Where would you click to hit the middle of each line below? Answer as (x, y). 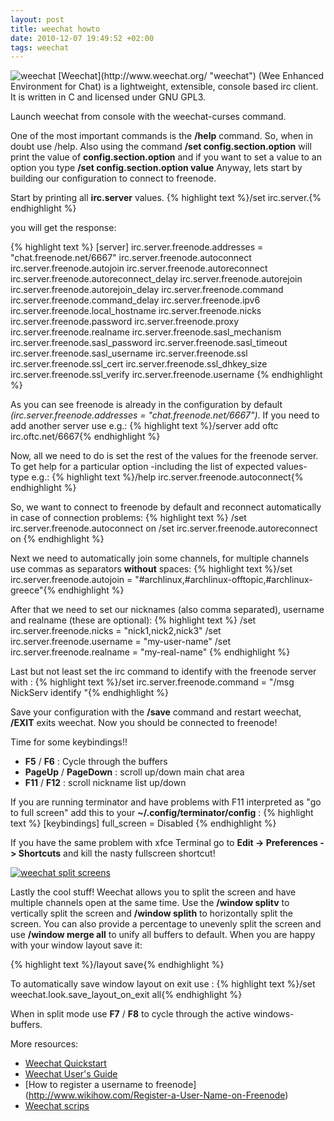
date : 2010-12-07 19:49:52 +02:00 (82, 38)
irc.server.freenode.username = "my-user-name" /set (120, 642)
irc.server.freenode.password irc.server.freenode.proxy (125, 322)
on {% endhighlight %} (57, 539)
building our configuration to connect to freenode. (113, 178)
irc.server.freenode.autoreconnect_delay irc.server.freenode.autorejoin (156, 279)
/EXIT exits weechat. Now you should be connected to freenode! (144, 723)
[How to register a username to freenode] (110, 1085)
